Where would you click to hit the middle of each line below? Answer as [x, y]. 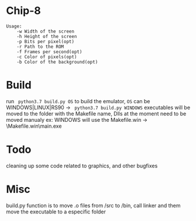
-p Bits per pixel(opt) [46, 41]
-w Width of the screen [46, 31]
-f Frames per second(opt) [49, 52]
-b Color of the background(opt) [57, 62]
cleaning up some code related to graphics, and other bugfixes [82, 166]
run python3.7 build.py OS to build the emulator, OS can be [78, 101]
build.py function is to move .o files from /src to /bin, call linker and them [93, 205]
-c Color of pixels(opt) [47, 57]
